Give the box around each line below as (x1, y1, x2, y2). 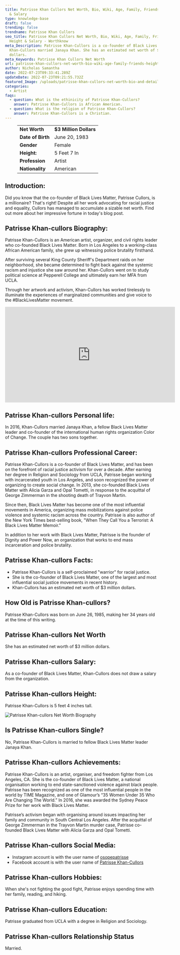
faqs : (5, 93, 16, 98)
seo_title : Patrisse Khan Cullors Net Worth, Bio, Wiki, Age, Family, (5, 34, 151, 39)
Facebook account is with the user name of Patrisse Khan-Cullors (12, 859, 144, 865)
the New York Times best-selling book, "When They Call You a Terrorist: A (5, 517, 154, 523)
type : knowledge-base (5, 16, 49, 21)
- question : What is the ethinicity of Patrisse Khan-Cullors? (9, 98, 140, 102)
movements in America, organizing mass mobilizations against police (5, 507, 143, 512)
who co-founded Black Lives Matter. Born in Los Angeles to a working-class (5, 242, 157, 248)
